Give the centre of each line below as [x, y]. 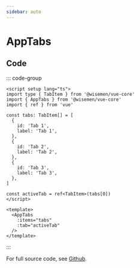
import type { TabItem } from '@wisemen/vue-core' [71, 94]
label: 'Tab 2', [37, 152]
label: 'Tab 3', [37, 173]
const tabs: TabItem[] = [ [40, 115]
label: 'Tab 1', [37, 131]
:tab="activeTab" [39, 225]
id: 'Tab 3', [33, 168]
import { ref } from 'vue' [40, 105]
